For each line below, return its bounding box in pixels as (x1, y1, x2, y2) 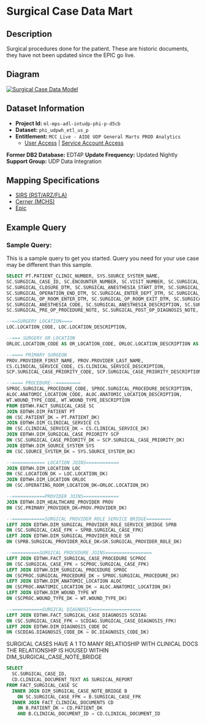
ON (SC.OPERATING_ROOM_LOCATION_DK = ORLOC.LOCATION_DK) (6, 483, 150, 489)
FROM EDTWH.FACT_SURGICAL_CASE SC (6, 403, 95, 409)
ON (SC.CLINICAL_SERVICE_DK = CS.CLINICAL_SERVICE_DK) (6, 426, 150, 432)
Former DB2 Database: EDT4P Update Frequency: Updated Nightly (6, 151, 178, 158)
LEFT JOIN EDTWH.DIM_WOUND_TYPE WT (6, 590, 97, 596)
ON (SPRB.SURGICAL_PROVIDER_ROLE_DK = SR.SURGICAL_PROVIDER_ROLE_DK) (6, 538, 183, 545)
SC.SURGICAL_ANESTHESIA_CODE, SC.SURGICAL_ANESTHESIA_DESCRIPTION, (6, 302, 183, 308)
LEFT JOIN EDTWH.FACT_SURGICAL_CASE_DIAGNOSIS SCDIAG (6, 612, 147, 618)
